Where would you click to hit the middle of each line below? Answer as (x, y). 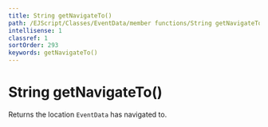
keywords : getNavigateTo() (53, 53)
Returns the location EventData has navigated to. (88, 114)
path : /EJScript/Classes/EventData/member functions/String (110, 23)
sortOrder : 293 (33, 46)
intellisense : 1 (35, 30)
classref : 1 (28, 38)
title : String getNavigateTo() (60, 16)
